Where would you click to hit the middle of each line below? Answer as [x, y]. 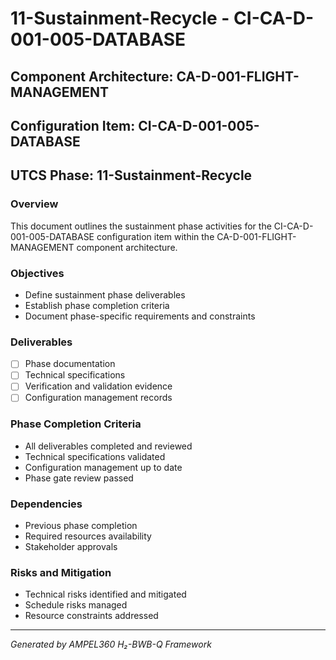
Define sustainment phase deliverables [105, 294]
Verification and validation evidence [98, 386]
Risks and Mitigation [61, 573]
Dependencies [46, 504]
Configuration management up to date [103, 467]
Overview [34, 204]
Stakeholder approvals [71, 547]
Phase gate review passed [79, 478]
